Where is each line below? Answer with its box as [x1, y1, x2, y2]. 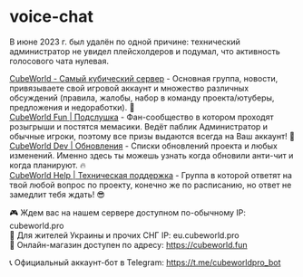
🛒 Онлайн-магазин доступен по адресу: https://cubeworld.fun [9, 239, 248, 250]
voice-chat [9, 6, 93, 27]
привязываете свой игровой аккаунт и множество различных [9, 82, 249, 93]
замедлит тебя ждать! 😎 [9, 188, 106, 200]
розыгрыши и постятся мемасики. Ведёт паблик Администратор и [9, 120, 269, 132]
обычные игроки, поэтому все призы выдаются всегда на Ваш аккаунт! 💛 [9, 130, 295, 141]
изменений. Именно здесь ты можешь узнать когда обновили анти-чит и [9, 149, 294, 160]
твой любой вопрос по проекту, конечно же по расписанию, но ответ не [9, 179, 292, 190]
